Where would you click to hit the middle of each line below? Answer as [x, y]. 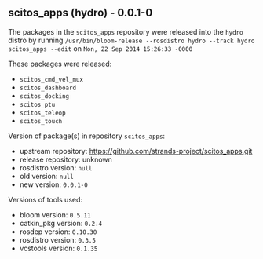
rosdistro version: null [56, 167]
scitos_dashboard [48, 88]
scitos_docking [44, 96]
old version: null [47, 176]
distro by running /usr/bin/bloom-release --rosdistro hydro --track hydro [131, 40]
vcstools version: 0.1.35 [58, 248]
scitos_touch [41, 121]
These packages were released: [60, 64]
